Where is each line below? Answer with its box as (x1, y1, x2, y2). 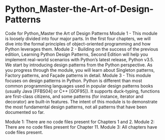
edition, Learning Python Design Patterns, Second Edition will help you (5, 51, 148, 57)
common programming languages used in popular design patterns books (5, 83, 154, 89)
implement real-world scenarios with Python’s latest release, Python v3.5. (5, 56, 154, 62)
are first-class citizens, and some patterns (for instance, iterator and (5, 93, 144, 99)
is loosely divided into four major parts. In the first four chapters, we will (5, 36, 151, 42)
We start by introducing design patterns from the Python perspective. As (5, 62, 153, 68)
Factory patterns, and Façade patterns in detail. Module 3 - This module (5, 72, 151, 78)
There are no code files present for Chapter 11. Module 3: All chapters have (5, 124, 158, 130)
